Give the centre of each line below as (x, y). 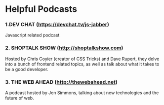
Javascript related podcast (32, 35)
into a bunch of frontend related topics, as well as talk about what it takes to (82, 64)
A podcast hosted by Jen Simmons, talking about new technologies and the (82, 93)
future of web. (20, 98)
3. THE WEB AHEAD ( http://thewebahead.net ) (61, 82)
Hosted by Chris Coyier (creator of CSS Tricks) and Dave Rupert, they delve (82, 59)
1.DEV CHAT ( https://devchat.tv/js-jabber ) (57, 25)
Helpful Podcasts (41, 9)
